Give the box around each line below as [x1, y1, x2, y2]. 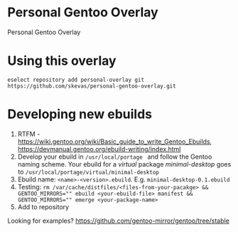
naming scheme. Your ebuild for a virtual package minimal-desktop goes [17, 159, 232, 168]
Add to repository [17, 202, 70, 211]
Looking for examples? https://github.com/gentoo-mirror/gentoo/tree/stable [7, 216, 229, 225]
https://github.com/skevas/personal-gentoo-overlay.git [7, 83, 176, 90]
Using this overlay [7, 53, 117, 69]
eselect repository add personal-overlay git [7, 76, 144, 83]
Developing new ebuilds [7, 106, 153, 122]
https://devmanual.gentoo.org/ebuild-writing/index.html [17, 144, 181, 153]
